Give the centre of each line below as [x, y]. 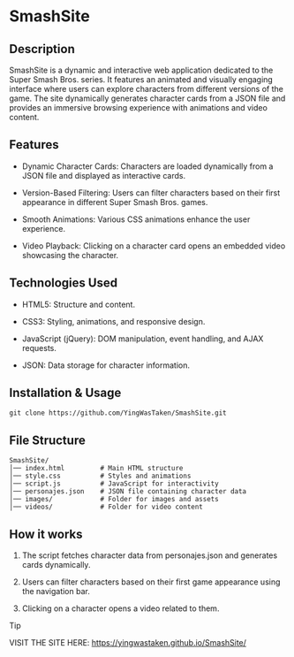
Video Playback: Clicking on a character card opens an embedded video [154, 246]
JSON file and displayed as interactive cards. [104, 175]
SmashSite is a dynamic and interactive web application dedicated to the [141, 70]
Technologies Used [63, 283]
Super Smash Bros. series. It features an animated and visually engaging [141, 80]
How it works [46, 534]
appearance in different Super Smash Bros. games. [115, 202]
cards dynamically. [56, 565]
